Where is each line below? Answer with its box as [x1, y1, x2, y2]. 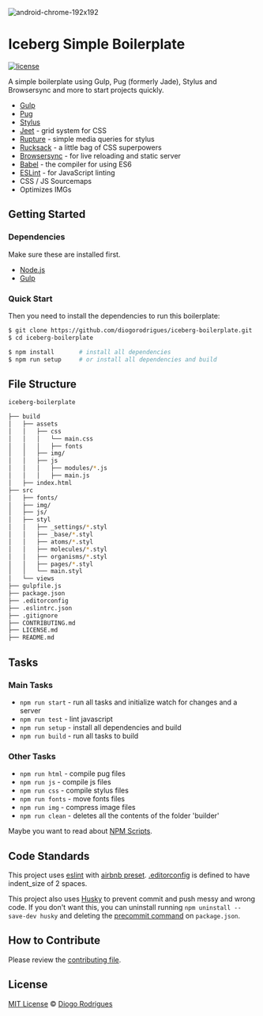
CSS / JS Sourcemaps [19, 176, 92, 185]
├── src [8, 486, 34, 495]
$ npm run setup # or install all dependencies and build [8, 355, 217, 364]
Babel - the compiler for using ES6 [19, 159, 132, 169]
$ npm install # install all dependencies [8, 348, 171, 356]
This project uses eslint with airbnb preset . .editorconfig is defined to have [8, 870, 250, 880]
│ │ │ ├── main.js [8, 472, 90, 479]
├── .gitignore [8, 611, 58, 620]
